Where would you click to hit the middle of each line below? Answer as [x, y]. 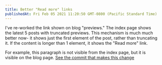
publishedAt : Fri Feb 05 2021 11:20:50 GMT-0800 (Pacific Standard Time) [81, 14]
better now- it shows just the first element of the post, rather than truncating [81, 38]
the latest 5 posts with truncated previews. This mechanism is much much [79, 33]
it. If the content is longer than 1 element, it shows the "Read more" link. [76, 43]
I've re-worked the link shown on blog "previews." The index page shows [78, 27]
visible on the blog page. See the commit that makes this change [70, 57]
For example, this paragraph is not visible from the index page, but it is [75, 52]
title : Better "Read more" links [39, 9]
